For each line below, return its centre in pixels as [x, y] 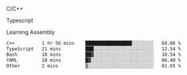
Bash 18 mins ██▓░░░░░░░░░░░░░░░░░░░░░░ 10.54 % [94, 54]
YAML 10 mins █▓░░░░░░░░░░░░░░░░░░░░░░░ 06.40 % [94, 60]
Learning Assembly [30, 32]
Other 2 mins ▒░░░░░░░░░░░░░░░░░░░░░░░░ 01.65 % [94, 66]
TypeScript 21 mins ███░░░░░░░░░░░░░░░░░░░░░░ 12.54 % [94, 49]
